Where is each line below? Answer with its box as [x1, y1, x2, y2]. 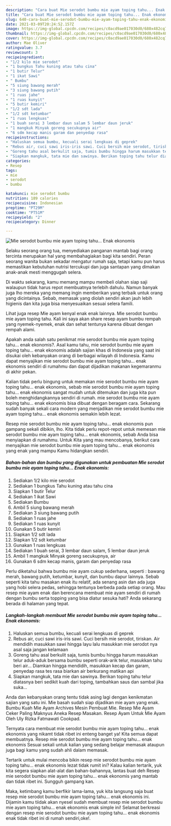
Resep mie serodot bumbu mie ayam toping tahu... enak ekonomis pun [6, 421, 153, 427]
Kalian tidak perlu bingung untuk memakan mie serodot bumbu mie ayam [6, 378, 159, 385]
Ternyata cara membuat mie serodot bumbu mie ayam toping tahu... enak [6, 726, 159, 732]
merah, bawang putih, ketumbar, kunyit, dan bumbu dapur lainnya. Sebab [6, 574, 159, 580]
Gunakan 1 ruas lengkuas [13, 542, 66, 548]
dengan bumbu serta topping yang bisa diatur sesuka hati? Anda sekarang [6, 595, 162, 601]
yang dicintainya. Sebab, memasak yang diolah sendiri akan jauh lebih [6, 295, 153, 301]
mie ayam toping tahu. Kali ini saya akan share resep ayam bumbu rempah [6, 316, 161, 322]
